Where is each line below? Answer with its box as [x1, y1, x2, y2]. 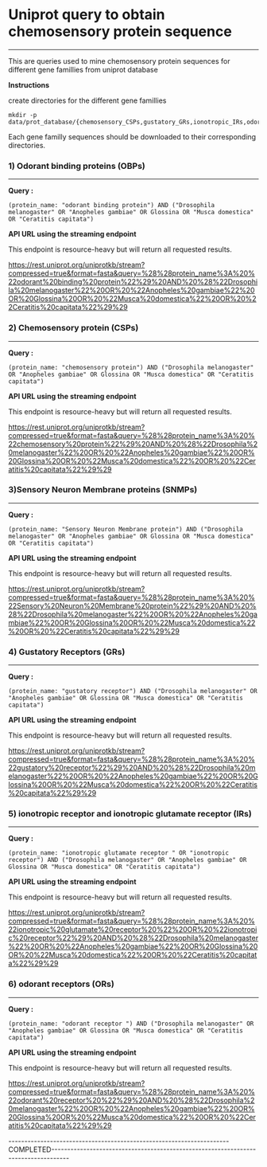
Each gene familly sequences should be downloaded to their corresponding [8, 131, 257, 141]
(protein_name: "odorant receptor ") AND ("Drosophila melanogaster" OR [8, 1020, 254, 1028]
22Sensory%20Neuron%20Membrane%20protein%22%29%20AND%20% [8, 601, 257, 610]
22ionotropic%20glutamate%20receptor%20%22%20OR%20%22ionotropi [8, 925, 257, 934]
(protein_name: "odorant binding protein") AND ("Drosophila [8, 202, 215, 210]
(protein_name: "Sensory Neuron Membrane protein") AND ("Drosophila [8, 525, 244, 533]
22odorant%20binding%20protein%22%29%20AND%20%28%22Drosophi [8, 277, 258, 287]
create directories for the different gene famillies [8, 96, 167, 105]
